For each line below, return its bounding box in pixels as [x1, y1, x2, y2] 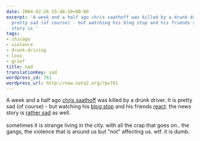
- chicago [6, 36, 31, 42]
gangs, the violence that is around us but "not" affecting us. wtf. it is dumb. [6, 128, 190, 135]
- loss [6, 53, 23, 59]
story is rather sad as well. [6, 109, 71, 116]
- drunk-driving [6, 47, 46, 53]
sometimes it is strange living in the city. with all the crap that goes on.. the [6, 122, 189, 129]
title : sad [6, 63, 33, 70]
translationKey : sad [6, 69, 58, 75]
